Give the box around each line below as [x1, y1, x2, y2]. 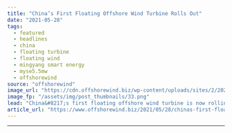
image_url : [7, 87, 39, 94]
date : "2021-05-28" [7, 17, 64, 23]
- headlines [13, 36, 48, 43]
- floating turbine [13, 49, 70, 56]
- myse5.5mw [13, 68, 48, 74]
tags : [7, 23, 23, 30]
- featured [13, 29, 45, 37]
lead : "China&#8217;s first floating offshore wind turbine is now [7, 100, 206, 107]
